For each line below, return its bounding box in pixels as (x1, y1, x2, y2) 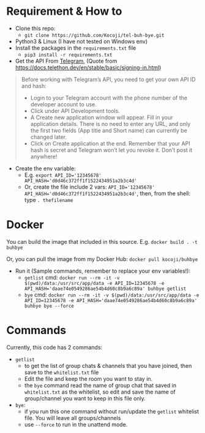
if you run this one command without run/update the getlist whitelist (24, 407, 199, 415)
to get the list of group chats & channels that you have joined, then (24, 362, 192, 369)
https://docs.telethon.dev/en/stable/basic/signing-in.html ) (15, 63, 162, 71)
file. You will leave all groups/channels (24, 414, 121, 421)
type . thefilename (24, 196, 73, 203)
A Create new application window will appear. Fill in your (30, 114, 173, 121)
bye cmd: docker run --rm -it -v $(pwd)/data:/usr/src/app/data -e (24, 291, 199, 298)
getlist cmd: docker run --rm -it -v (24, 273, 120, 281)
